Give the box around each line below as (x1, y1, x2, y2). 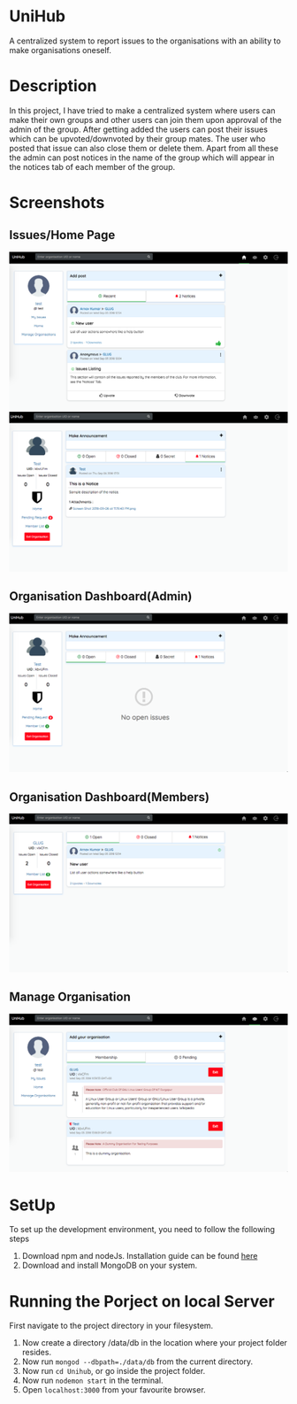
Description (9, 76, 97, 96)
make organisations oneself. (9, 44, 112, 55)
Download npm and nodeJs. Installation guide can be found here (21, 1251, 258, 1261)
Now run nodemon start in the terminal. (21, 1375, 164, 1386)
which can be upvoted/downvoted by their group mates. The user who (9, 133, 266, 143)
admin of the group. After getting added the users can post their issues (9, 124, 268, 135)
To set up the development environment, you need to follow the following (9, 1224, 276, 1235)
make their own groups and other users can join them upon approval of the (9, 114, 282, 125)
